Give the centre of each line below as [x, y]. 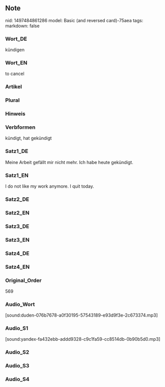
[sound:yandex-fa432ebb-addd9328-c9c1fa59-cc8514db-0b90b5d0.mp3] [83, 339]
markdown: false [23, 26]
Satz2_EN [17, 212]
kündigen [15, 50]
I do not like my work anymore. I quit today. [50, 186]
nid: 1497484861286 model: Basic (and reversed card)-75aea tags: [74, 20]
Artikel [14, 87]
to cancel [15, 74]
